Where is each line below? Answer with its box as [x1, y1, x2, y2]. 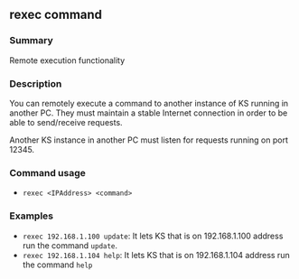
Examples [9, 209, 54, 222]
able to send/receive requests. [9, 116, 124, 127]
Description [9, 77, 62, 89]
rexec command [9, 7, 102, 23]
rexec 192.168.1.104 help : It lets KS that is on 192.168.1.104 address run [22, 249, 291, 260]
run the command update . [22, 239, 118, 251]
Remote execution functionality [9, 54, 126, 66]
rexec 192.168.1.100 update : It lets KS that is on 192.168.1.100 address [22, 230, 284, 241]
